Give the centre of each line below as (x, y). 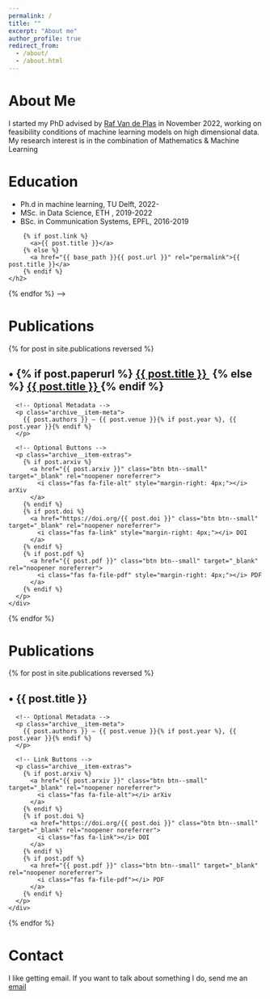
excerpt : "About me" (43, 31)
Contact (36, 956)
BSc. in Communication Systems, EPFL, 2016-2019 (104, 221)
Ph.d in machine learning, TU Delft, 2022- (90, 204)
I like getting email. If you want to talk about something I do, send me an (128, 978)
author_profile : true (45, 38)
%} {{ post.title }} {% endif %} (86, 387)
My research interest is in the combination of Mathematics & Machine (124, 140)
